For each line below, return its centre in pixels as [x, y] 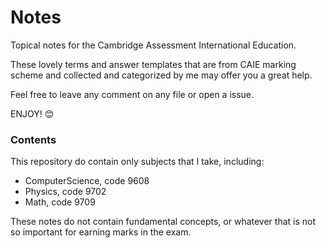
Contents [33, 139]
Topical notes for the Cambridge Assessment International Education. [153, 45]
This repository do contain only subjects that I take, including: [137, 162]
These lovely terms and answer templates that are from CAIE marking [153, 64]
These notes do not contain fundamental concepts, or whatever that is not [163, 222]
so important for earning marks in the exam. [101, 232]
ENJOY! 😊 [32, 113]
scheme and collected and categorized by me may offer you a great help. [161, 75]
